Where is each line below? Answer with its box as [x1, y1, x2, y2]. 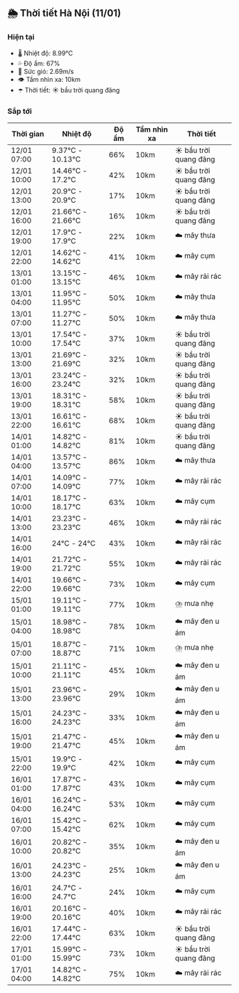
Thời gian [11, 129, 45, 139]
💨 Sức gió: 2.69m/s [17, 67, 75, 75]
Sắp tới [7, 106, 32, 116]
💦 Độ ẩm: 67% [17, 59, 60, 68]
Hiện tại [7, 32, 35, 42]
